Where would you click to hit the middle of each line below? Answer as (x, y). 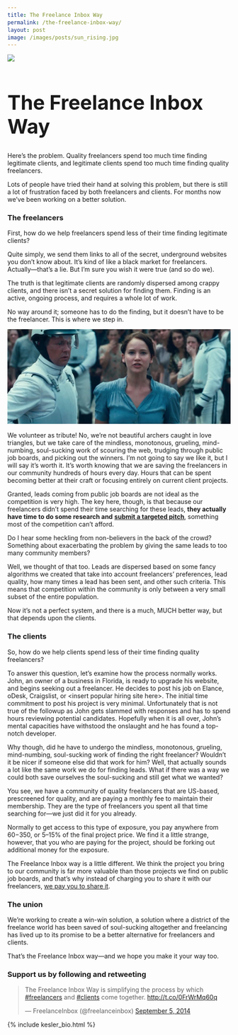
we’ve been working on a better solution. (67, 199)
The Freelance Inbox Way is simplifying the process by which (114, 990)
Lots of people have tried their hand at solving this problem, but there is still (118, 184)
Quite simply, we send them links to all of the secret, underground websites (117, 254)
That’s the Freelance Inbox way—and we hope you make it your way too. (113, 956)
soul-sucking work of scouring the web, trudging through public (130, 450)
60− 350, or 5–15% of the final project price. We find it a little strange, (108, 835)
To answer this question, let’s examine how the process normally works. (112, 673)
